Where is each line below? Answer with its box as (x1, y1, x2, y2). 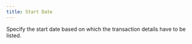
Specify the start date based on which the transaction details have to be (6, 25, 186, 33)
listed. (6, 31, 22, 39)
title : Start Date (6, 8, 53, 15)
